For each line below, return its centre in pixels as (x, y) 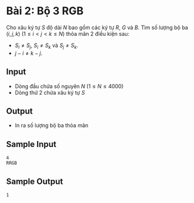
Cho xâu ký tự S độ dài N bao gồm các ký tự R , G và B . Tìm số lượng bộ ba (97, 27)
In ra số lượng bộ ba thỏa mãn (51, 126)
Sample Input (31, 144)
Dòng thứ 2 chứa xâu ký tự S (50, 92)
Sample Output (35, 181)
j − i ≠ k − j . (29, 53)
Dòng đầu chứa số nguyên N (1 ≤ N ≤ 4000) (69, 86)
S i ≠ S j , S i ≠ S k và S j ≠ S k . (46, 46)
